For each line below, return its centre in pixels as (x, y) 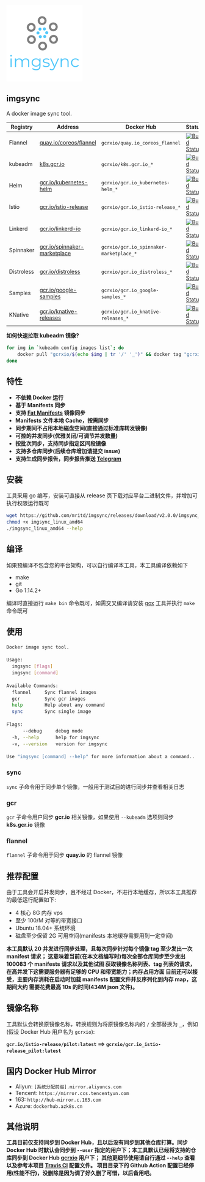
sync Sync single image (52, 712)
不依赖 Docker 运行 (39, 397)
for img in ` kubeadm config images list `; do (65, 348)
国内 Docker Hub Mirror (51, 1071)
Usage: (15, 660)
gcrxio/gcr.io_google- (130, 290)
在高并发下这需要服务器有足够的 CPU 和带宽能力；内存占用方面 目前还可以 (99, 972)
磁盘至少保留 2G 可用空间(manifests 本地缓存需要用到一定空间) (94, 936)
